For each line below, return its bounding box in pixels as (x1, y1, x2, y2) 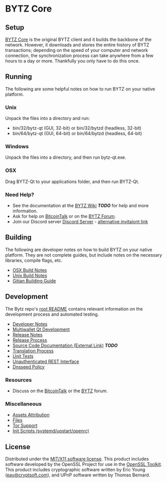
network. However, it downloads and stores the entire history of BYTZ (5, 42, 149, 48)
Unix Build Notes (12, 272, 48, 278)
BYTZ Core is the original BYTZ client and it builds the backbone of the (5, 36, 152, 42)
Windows (5, 143, 29, 150)
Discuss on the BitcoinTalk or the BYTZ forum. (12, 388, 108, 394)
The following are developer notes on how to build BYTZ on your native (5, 247, 152, 253)
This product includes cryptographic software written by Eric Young (5, 467, 145, 473)
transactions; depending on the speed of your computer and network (5, 47, 148, 53)
